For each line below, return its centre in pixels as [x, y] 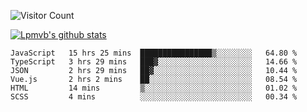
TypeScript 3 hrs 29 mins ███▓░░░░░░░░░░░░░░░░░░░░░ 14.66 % [154, 62]
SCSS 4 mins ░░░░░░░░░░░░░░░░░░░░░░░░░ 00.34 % [154, 97]
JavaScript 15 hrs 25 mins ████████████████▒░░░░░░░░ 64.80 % [154, 53]
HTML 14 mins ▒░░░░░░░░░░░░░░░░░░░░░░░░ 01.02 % [154, 88]
